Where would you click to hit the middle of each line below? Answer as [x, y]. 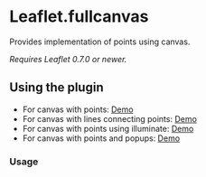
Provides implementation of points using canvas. [100, 42]
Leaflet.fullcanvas [79, 17]
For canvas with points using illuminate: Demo [108, 128]
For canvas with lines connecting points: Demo [109, 118]
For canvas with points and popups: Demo [101, 138]
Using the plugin [56, 88]
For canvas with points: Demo [78, 109]
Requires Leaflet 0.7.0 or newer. [68, 59]
